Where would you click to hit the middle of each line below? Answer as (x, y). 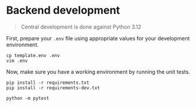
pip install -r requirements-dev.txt (53, 88)
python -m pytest (28, 98)
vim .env (17, 61)
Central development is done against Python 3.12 (81, 27)
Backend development (63, 10)
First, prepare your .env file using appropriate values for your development (98, 38)
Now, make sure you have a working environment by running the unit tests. (98, 71)
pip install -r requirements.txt (48, 83)
